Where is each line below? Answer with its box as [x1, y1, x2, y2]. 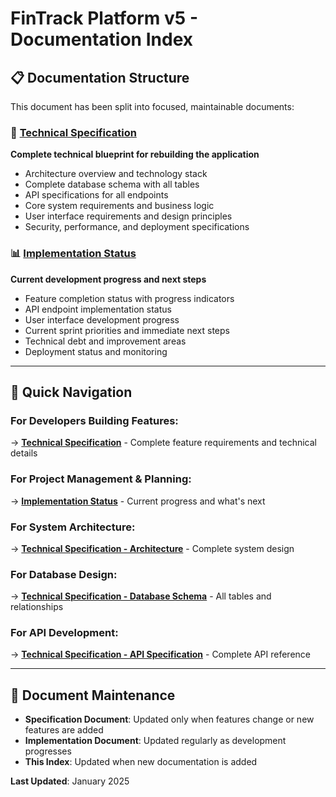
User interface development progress [24, 313, 180, 326]
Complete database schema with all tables [24, 178, 200, 191]
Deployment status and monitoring [24, 345, 168, 357]
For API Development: [10, 626, 119, 640]
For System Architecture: [10, 520, 136, 534]
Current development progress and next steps [10, 273, 207, 285]
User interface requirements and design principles [24, 210, 233, 222]
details [10, 447, 38, 459]
